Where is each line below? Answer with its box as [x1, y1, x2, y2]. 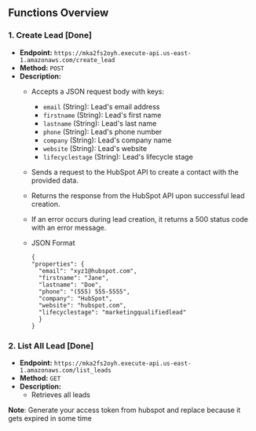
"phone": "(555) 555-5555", [38, 287, 131, 296]
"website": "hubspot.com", [38, 301, 127, 309]
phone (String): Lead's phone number [42, 127, 163, 136]
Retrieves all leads [31, 389, 91, 400]
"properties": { [31, 260, 85, 268]
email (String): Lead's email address [42, 101, 160, 111]
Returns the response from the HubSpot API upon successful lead [31, 190, 245, 200]
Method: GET [19, 373, 61, 382]
